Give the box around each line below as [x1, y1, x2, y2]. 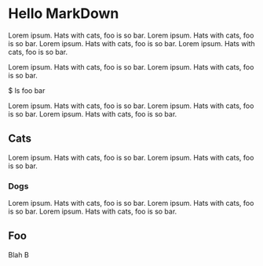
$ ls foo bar [8, 85, 46, 95]
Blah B [8, 250, 29, 259]
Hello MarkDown [8, 5, 119, 23]
